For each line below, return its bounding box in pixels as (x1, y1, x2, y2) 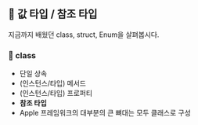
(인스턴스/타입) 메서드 (19, 79, 86, 88)
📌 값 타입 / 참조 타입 (8, 7, 98, 21)
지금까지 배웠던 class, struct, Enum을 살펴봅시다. (8, 30, 160, 39)
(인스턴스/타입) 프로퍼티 (19, 89, 92, 98)
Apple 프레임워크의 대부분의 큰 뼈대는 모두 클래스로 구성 (19, 108, 192, 118)
